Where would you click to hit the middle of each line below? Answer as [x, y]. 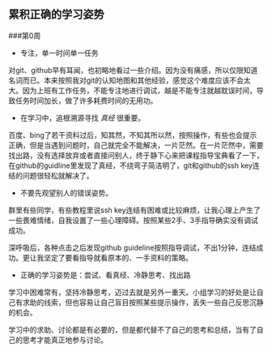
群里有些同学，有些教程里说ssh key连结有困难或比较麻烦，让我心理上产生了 [135, 210]
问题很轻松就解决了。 [58, 175]
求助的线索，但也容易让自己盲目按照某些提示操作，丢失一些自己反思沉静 [143, 302]
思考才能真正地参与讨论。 [65, 340]
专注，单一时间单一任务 [59, 53]
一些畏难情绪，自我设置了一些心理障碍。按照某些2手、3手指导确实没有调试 [134, 220]
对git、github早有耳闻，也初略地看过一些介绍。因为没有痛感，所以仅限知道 [133, 70]
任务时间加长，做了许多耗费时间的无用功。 [86, 101]
